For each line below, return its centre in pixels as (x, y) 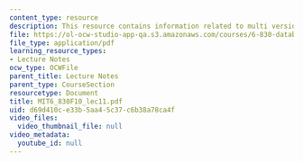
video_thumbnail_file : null (70, 127)
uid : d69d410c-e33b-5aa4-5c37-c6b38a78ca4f (92, 110)
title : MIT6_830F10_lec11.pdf (66, 101)
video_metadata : (40, 135)
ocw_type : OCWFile (44, 68)
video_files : (34, 118)
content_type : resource (54, 18)
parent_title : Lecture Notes (64, 76)
